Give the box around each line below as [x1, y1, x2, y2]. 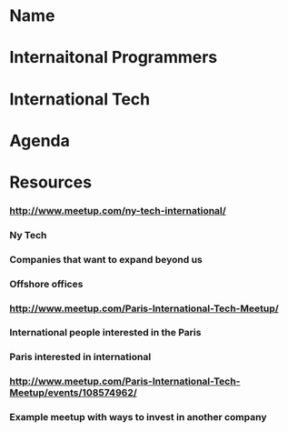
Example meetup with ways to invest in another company [9, 411, 267, 424]
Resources [9, 172, 93, 192]
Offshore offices [9, 277, 84, 290]
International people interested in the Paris [9, 327, 202, 339]
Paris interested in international [9, 351, 152, 364]
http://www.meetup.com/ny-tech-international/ [9, 204, 227, 216]
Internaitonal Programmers [9, 47, 218, 68]
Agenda [9, 130, 70, 151]
